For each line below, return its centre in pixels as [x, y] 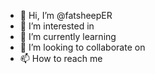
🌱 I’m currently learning [68, 36]
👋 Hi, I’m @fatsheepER [66, 15]
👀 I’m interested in [57, 26]
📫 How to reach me [61, 58]
